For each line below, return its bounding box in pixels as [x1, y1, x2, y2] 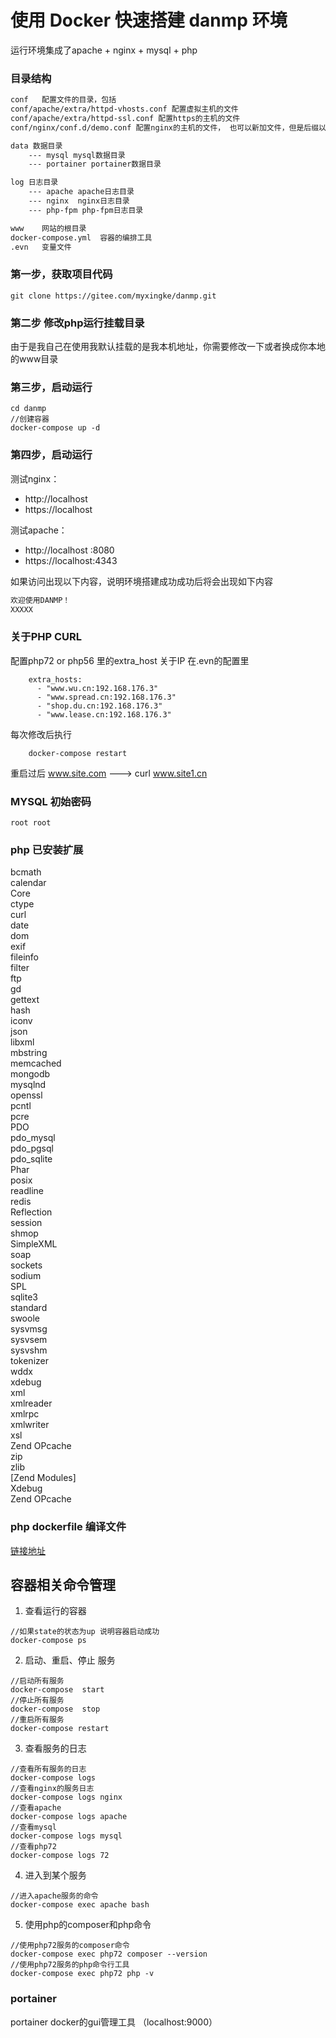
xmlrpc [10, 1408, 40, 1420]
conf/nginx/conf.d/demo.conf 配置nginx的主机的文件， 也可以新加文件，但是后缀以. [10, 122, 332, 133]
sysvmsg [10, 1323, 48, 1335]
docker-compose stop [10, 1704, 101, 1715]
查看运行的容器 [24, 1605, 87, 1617]
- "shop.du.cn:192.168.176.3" [36, 701, 163, 711]
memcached [10, 1057, 62, 1070]
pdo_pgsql [10, 1142, 54, 1155]
